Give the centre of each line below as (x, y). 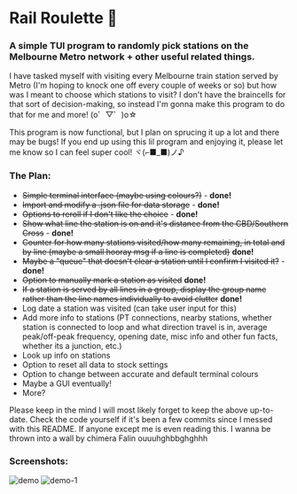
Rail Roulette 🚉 (63, 18)
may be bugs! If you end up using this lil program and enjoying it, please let (146, 142)
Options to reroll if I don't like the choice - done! (110, 214)
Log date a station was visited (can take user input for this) (129, 308)
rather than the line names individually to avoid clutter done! (132, 298)
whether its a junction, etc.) (72, 345)
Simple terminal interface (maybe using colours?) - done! (127, 195)
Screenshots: (39, 461)
